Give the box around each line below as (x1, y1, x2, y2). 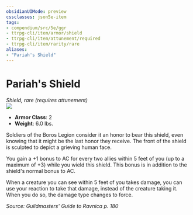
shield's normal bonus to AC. (6, 167, 76, 174)
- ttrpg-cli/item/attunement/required (6, 36, 101, 41)
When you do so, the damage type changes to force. (6, 191, 133, 198)
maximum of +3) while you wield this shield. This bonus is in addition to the (6, 161, 187, 168)
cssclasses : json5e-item (6, 14, 67, 20)
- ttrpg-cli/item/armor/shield (6, 30, 82, 36)
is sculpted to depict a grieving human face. (6, 144, 112, 151)
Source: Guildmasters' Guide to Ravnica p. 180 (6, 202, 119, 209)
